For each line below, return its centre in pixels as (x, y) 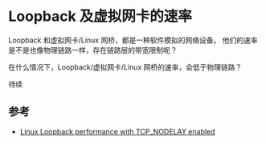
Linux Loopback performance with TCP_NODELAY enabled (117, 131)
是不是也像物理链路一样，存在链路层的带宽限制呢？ (93, 50)
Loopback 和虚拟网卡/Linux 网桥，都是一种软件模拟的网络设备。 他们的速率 (133, 40)
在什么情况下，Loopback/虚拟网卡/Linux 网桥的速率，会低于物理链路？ (125, 67)
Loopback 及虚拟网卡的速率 (100, 16)
